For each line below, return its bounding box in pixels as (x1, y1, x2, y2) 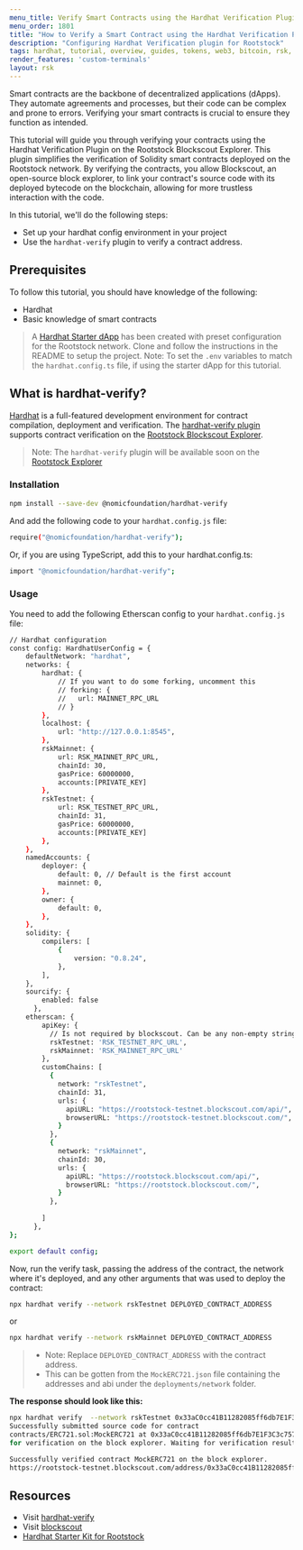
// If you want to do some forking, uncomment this (57, 677, 256, 686)
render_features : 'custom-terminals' (9, 55, 151, 64)
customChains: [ (41, 1063, 103, 1072)
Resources (9, 1488, 71, 1503)
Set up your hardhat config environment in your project (22, 226, 227, 237)
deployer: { (41, 862, 87, 871)
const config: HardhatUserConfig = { (9, 644, 151, 653)
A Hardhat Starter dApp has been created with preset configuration (31, 331, 282, 342)
